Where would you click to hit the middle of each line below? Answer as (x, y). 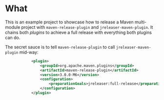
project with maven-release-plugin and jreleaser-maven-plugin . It (87, 27)
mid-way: (29, 52)
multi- (141, 22)
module (13, 27)
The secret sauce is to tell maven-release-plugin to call (60, 47)
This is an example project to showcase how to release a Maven (69, 22)
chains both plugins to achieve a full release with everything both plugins (79, 32)
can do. (13, 38)
